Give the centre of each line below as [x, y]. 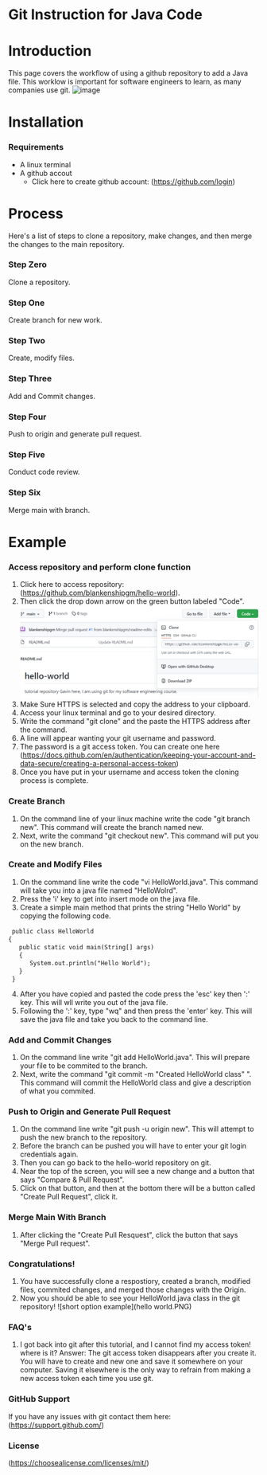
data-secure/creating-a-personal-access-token [98, 764]
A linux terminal [45, 164]
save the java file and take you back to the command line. [114, 1019]
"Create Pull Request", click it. [68, 1197]
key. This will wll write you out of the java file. [94, 1002]
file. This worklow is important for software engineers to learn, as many [125, 82]
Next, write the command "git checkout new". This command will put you [139, 835]
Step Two [27, 341]
